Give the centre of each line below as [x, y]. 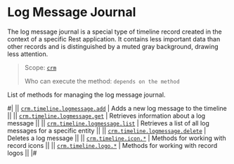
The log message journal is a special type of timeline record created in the [115, 32]
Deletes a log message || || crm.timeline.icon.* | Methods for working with [117, 138]
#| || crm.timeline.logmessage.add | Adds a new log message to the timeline [117, 108]
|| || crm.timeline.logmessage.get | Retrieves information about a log [106, 116]
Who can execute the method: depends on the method [102, 81]
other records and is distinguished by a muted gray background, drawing [113, 46]
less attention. [28, 54]
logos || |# [22, 153]
